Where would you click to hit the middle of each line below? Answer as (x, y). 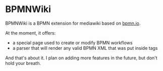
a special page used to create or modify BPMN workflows (72, 43)
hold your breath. (23, 63)
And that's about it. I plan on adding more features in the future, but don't (81, 58)
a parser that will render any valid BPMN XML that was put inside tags (85, 48)
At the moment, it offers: (31, 33)
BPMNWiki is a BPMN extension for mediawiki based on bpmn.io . (73, 23)
